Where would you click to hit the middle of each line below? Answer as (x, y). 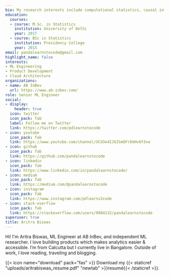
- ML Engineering (24, 66)
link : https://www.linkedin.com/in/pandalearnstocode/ (69, 170)
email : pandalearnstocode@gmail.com (44, 52)
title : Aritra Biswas (28, 222)
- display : (17, 105)
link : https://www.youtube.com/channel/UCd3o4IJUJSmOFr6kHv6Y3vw (80, 142)
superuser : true (22, 218)
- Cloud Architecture (28, 76)
